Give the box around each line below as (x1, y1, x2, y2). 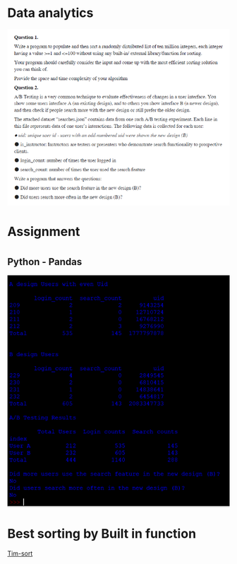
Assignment (7, 224, 80, 240)
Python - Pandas (7, 256, 83, 268)
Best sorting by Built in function (7, 526, 196, 542)
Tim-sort (7, 549, 33, 558)
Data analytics (7, 5, 94, 21)
